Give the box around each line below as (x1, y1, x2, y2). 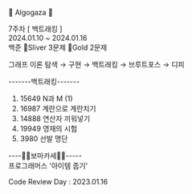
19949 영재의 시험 (19, 124, 78, 133)
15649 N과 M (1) (19, 94, 73, 103)
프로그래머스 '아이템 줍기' (8, 161, 88, 170)
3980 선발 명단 (19, 134, 68, 143)
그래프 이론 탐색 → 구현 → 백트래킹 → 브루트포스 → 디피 (8, 60, 185, 69)
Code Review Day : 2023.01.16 (8, 177, 108, 186)
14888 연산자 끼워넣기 (19, 114, 91, 123)
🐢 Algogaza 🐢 (8, 8, 54, 17)
